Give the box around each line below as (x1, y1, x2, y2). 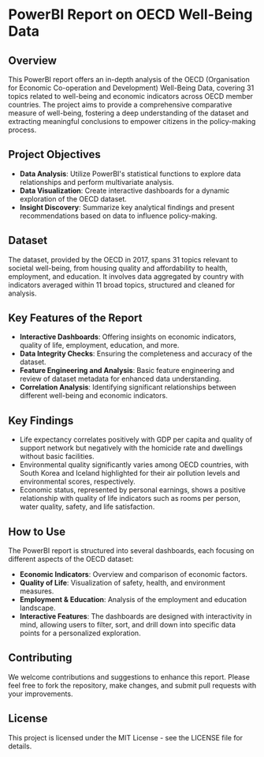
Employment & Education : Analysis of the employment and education (19, 595, 247, 604)
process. (8, 125, 37, 134)
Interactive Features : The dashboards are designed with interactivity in (19, 612, 252, 621)
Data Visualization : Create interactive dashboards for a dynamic (19, 186, 230, 195)
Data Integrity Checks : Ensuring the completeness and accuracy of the (19, 349, 253, 359)
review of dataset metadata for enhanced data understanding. (19, 374, 221, 384)
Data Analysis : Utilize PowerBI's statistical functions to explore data (19, 168, 241, 179)
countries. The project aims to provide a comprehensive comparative (8, 100, 232, 109)
